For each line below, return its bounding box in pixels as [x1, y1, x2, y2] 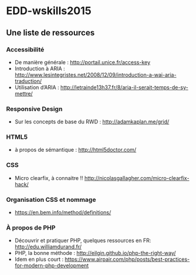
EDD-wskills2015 [6, 4, 92, 18]
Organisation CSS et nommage [6, 195, 96, 204]
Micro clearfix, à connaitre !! [14, 174, 84, 181]
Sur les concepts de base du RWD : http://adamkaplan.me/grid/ [14, 118, 169, 125]
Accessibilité [6, 45, 44, 54]
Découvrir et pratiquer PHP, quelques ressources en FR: [14, 237, 152, 244]
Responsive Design [6, 104, 63, 113]
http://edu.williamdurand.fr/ [14, 243, 82, 250]
